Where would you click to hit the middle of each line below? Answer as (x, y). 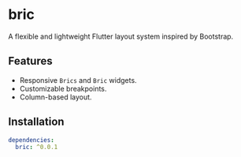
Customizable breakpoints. (63, 88)
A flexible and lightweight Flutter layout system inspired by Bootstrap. (121, 36)
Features (30, 61)
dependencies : (32, 140)
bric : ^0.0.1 (37, 148)
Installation (36, 122)
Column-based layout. (56, 97)
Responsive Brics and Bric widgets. (78, 80)
